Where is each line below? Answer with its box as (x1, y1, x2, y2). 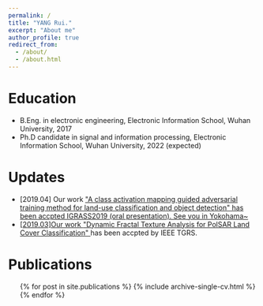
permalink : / (8, 11, 51, 20)
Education (8, 90, 77, 107)
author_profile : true (8, 33, 80, 42)
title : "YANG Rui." (8, 19, 73, 27)
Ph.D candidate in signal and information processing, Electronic (19, 132, 227, 142)
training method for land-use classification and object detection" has (19, 203, 244, 212)
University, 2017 (19, 124, 73, 133)
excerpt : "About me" (8, 26, 77, 34)
